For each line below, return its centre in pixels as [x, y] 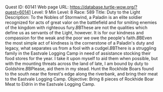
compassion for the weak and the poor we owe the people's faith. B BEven [79, 38]
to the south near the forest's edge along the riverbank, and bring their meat [81, 74]
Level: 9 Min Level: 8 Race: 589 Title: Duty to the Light [86, 12]
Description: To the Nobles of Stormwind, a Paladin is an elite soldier [74, 17]
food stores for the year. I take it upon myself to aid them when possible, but [81, 58]
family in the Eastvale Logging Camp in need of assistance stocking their [78, 53]
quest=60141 [18, 12]
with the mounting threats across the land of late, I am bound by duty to [77, 63]
